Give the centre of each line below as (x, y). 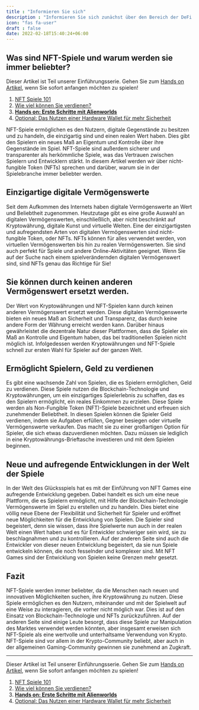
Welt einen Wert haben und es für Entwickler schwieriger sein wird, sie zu (96, 532)
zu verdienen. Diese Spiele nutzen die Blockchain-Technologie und (88, 389)
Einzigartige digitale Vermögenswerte (78, 193)
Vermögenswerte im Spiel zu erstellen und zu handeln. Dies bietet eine (92, 507)
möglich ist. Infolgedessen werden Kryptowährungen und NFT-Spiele (91, 343)
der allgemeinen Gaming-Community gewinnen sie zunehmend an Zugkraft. (99, 647)
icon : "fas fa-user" (32, 23)
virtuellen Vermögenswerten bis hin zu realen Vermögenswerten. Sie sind (96, 245)
